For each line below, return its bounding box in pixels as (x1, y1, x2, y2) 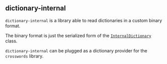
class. (5, 38, 18, 44)
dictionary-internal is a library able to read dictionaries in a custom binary (5, 17, 162, 23)
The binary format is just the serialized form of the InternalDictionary (5, 32, 151, 38)
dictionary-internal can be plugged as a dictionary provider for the (5, 47, 147, 53)
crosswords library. (5, 53, 44, 59)
